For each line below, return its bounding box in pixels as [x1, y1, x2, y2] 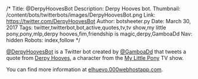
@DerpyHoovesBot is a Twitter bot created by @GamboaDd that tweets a [6, 48, 187, 55]
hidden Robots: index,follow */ [6, 37, 81, 43]
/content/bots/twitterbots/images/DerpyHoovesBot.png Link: [6, 11, 156, 18]
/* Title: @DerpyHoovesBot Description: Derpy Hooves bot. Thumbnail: [6, 5, 181, 12]
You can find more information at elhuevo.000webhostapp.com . [6, 66, 163, 73]
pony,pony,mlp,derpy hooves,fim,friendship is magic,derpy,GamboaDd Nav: [6, 30, 193, 37]
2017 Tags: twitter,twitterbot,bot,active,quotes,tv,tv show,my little [6, 24, 166, 31]
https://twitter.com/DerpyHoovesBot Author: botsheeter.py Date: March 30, [6, 18, 191, 24]
